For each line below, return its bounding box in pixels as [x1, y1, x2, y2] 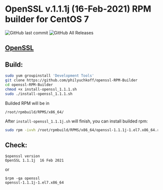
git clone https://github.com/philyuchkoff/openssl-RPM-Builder [5, 78, 138, 83]
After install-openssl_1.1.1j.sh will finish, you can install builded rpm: [5, 118, 148, 124]
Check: [5, 141, 28, 149]
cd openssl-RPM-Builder [5, 82, 53, 87]
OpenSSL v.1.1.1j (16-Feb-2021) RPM [5, 3, 151, 15]
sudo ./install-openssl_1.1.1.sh [5, 91, 73, 96]
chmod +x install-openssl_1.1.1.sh [5, 86, 77, 92]
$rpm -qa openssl [5, 176, 40, 181]
